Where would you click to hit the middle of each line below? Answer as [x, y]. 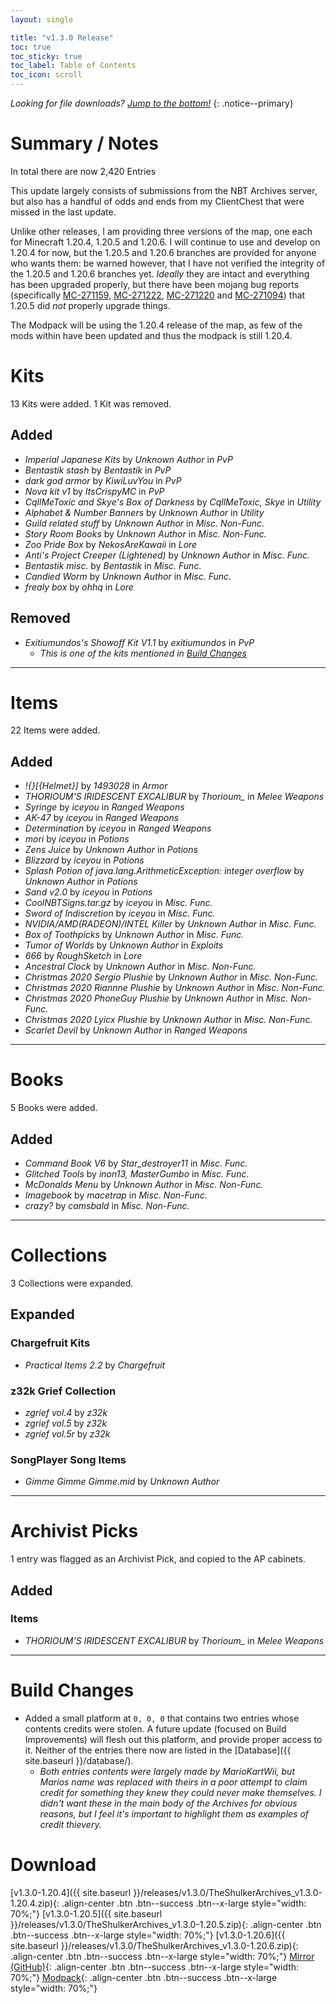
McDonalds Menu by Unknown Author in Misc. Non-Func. [144, 1184]
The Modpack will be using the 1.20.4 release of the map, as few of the [156, 325]
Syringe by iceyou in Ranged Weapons [104, 807]
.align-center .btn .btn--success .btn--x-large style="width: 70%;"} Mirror [162, 1956]
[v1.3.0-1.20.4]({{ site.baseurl [71, 1892]
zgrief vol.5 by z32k [66, 1423]
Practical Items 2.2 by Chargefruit [95, 1365]
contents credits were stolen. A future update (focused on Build [155, 1728]
